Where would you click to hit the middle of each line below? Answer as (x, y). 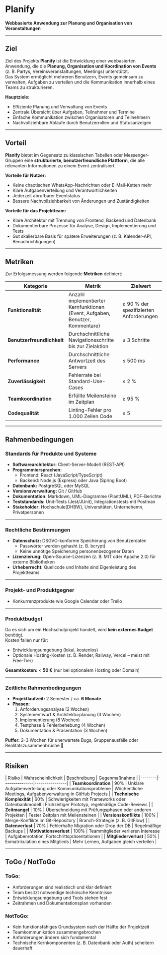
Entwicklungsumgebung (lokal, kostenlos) (55, 650)
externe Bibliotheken (34, 562)
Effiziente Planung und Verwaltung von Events (60, 106)
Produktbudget (24, 619)
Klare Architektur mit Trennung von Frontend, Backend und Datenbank (84, 220)
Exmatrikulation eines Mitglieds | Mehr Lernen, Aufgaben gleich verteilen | (81, 842)
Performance (24, 361)
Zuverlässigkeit (27, 382)
